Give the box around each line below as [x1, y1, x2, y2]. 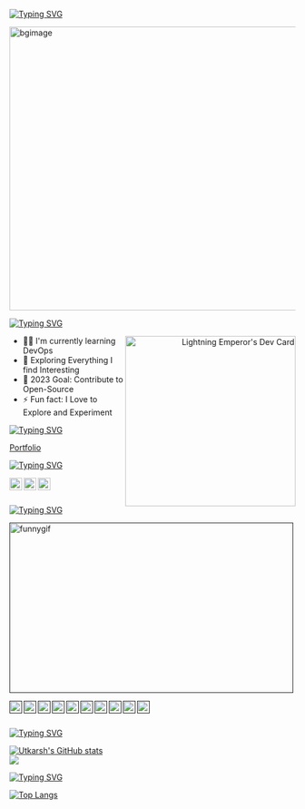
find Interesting [22, 364, 80, 375]
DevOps [22, 345, 54, 356]
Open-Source [22, 384, 74, 394]
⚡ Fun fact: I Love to [22, 394, 98, 404]
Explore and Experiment [22, 407, 113, 418]
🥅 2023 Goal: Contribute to [22, 374, 124, 385]
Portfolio [9, 442, 42, 453]
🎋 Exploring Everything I [22, 355, 113, 365]
